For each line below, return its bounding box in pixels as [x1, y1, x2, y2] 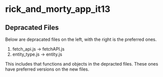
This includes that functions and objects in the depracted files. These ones [5, 61, 159, 67]
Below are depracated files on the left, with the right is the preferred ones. [5, 36, 157, 42]
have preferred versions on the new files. [5, 66, 89, 72]
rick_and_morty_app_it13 [5, 3, 111, 15]
